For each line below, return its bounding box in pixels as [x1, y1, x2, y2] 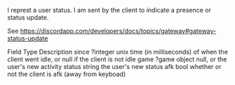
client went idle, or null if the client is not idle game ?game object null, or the [7, 55, 227, 63]
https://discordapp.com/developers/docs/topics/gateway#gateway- [20, 27, 217, 35]
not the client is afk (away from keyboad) [7, 70, 126, 78]
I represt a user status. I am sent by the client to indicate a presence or [7, 6, 212, 14]
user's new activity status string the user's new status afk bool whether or [7, 63, 222, 70]
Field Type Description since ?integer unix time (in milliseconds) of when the [7, 48, 228, 56]
